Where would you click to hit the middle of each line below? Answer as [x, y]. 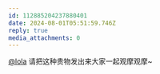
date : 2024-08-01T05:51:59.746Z [62, 23]
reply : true [28, 30]
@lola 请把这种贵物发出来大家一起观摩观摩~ [80, 61]
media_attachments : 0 [44, 38]
